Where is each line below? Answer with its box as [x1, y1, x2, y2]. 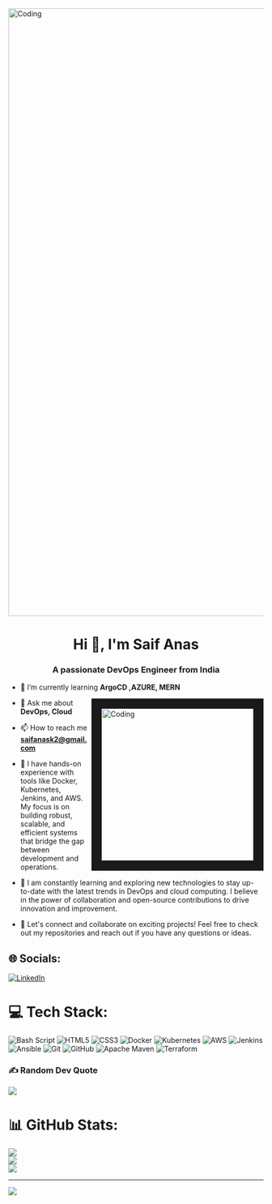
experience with [19, 767, 74, 777]
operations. [19, 862, 59, 872]
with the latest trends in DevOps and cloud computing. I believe [47, 886, 258, 896]
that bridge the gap [19, 836, 85, 846]
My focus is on [19, 802, 70, 812]
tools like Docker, [19, 776, 79, 786]
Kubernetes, [19, 785, 62, 795]
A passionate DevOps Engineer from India [52, 664, 220, 676]
